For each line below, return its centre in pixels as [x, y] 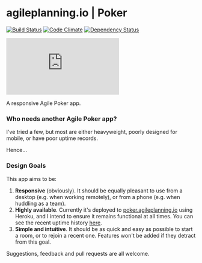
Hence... [17, 150]
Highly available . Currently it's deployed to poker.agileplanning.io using [104, 210]
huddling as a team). [40, 203]
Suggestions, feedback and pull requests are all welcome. [78, 253]
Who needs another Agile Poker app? [62, 119]
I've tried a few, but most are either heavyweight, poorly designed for [92, 132]
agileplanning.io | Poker [67, 13]
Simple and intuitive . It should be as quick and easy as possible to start [104, 229]
